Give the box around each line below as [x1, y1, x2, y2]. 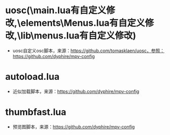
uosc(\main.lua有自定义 [5, 5, 107, 16]
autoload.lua [5, 71, 60, 82]
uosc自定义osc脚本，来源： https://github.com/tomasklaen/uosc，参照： [12, 48, 165, 54]
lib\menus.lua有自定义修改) [20, 30, 137, 41]
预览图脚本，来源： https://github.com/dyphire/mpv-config [12, 123, 135, 129]
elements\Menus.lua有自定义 [20, 17, 146, 29]
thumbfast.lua [5, 107, 66, 118]
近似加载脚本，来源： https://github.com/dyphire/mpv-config [12, 88, 140, 94]
